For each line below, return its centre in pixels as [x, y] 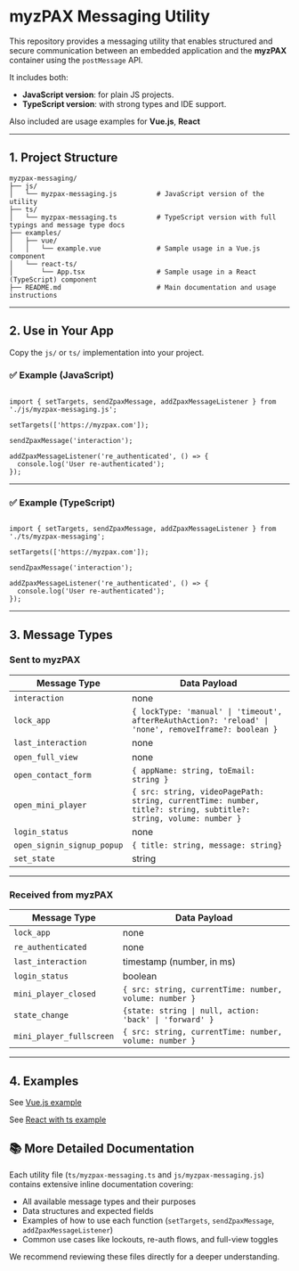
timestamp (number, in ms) [179, 962]
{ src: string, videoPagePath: [198, 791]
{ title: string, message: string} [207, 845]
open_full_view [46, 757]
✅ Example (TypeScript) [62, 503]
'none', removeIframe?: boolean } [205, 729]
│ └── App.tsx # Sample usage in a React [133, 272]
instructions [33, 295]
